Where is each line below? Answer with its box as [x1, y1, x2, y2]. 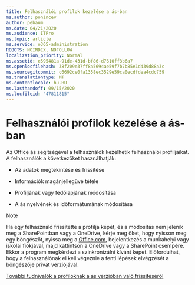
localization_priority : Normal [6, 53, 83, 58]
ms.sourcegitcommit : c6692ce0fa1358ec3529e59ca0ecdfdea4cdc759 [6, 69, 165, 75]
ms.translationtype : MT [6, 74, 65, 80]
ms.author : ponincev [6, 14, 57, 20]
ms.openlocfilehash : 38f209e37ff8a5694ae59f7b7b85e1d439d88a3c [6, 63, 165, 70]
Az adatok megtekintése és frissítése [14, 166, 105, 173]
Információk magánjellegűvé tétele [14, 178, 99, 185]
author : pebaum [6, 19, 44, 25]
